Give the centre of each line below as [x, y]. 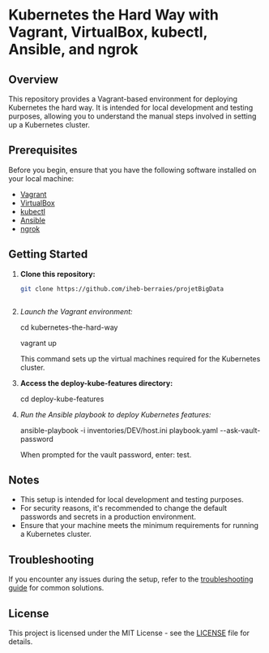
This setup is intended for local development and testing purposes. [132, 499]
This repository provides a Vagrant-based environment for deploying [123, 99]
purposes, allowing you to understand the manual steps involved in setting [132, 116]
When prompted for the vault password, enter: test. [106, 454]
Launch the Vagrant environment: [76, 311]
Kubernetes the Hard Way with [113, 15]
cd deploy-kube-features [62, 399]
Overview [34, 79]
